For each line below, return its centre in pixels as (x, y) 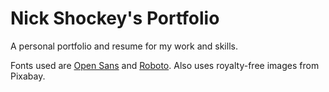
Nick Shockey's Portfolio (115, 18)
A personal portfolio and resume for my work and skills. (124, 46)
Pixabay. (28, 76)
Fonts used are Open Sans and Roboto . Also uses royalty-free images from (165, 65)
